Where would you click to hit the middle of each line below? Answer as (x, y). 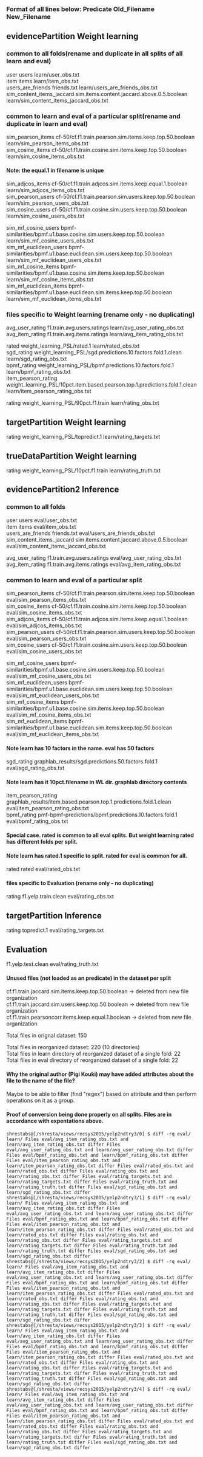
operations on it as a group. (41, 1100)
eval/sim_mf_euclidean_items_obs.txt (53, 734)
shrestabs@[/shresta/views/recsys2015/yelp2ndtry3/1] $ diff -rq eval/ (98, 1197)
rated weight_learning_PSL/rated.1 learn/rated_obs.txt (73, 346)
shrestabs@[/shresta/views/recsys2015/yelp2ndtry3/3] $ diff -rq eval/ (98, 1325)
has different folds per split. (42, 842)
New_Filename (28, 16)
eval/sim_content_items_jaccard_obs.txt (56, 546)
